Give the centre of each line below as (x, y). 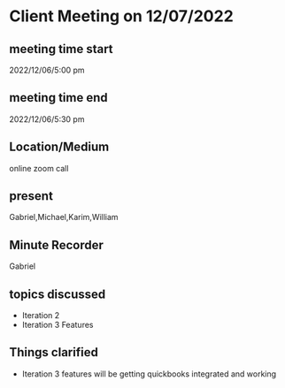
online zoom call (39, 168)
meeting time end (58, 98)
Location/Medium (59, 147)
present (31, 196)
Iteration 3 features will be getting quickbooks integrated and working (149, 374)
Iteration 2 (41, 316)
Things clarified (54, 352)
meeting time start (61, 49)
